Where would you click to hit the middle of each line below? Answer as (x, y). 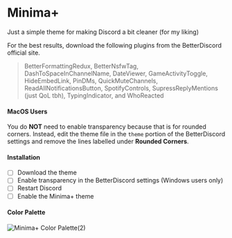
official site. (24, 53)
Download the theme (47, 173)
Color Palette (26, 212)
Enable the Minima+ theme (55, 196)
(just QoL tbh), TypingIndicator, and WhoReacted (94, 95)
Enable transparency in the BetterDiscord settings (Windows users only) (120, 181)
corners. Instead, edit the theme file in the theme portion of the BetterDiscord (116, 134)
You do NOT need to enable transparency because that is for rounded (107, 127)
